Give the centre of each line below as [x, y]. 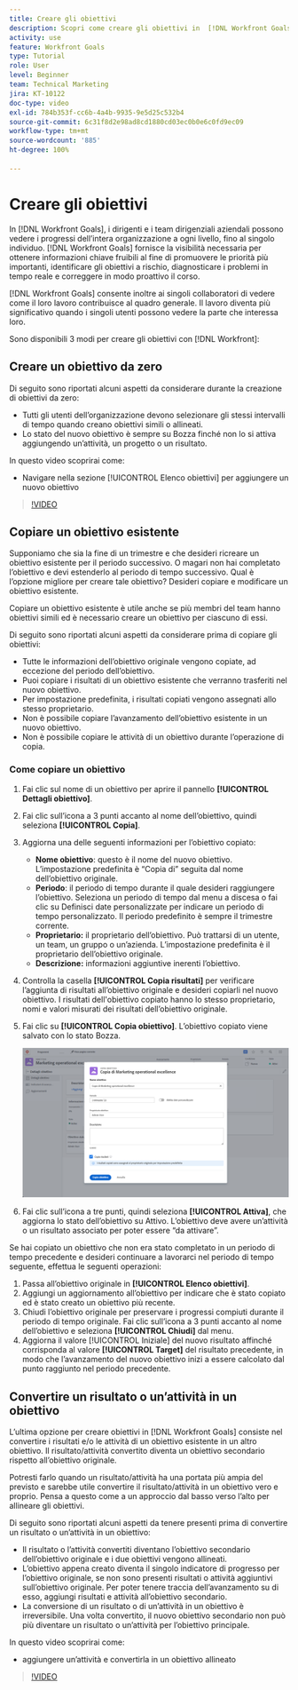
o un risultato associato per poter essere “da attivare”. [120, 1231]
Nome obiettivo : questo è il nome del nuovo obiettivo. [134, 859]
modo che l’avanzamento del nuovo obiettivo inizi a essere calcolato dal [153, 1360]
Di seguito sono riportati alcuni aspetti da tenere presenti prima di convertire [149, 1523]
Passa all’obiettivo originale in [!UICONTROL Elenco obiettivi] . [136, 1284]
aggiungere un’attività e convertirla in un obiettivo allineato [129, 1660]
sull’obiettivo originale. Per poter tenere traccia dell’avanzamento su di [150, 1587]
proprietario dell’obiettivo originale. [99, 954]
